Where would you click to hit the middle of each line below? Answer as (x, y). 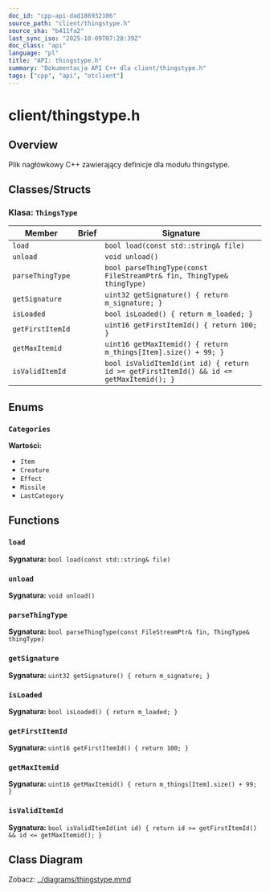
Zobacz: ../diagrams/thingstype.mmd (70, 879)
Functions (34, 521)
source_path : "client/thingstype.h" (70, 23)
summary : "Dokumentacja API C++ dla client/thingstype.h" (107, 68)
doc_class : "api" (37, 46)
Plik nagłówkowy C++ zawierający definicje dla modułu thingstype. (119, 164)
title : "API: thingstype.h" (55, 61)
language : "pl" (34, 53)
